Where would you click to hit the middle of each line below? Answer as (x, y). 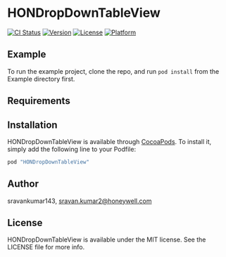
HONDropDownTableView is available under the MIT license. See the (107, 239)
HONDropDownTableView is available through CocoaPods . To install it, (109, 141)
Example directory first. (41, 79)
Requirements (39, 101)
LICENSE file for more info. (46, 247)
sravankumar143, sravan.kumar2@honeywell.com (80, 201)
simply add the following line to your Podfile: (71, 149)
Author (23, 184)
